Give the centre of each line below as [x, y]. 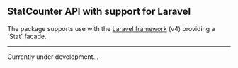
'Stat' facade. [27, 36]
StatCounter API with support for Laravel [99, 12]
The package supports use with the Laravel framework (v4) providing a [111, 28]
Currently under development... [53, 57]
